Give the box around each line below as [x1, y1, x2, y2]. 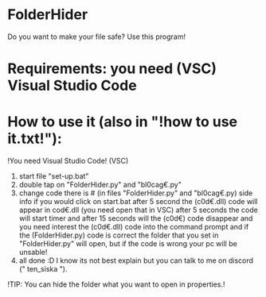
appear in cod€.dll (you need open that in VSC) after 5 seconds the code [18, 205, 258, 215]
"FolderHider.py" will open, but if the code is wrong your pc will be [18, 239, 238, 249]
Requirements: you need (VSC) [7, 60, 217, 78]
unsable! [18, 248, 48, 257]
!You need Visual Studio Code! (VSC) [7, 156, 129, 166]
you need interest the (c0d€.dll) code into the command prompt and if [18, 222, 249, 232]
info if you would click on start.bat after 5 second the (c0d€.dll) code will [18, 197, 258, 206]
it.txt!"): [7, 129, 63, 148]
